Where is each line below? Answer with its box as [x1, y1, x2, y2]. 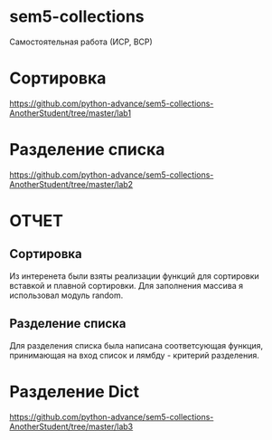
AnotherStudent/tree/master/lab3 [9, 421, 134, 432]
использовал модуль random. [9, 290, 124, 301]
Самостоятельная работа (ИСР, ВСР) [9, 36, 154, 47]
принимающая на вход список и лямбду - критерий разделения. [9, 349, 260, 360]
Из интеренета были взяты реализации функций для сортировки [9, 270, 259, 282]
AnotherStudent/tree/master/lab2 [9, 178, 134, 189]
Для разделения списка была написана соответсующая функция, [9, 340, 264, 350]
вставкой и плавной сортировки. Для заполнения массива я [9, 280, 244, 291]
